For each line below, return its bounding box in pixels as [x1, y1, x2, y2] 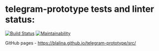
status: [5, 14, 35, 25]
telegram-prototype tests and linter [5, 3, 155, 15]
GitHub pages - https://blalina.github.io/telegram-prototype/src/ [5, 40, 136, 46]
